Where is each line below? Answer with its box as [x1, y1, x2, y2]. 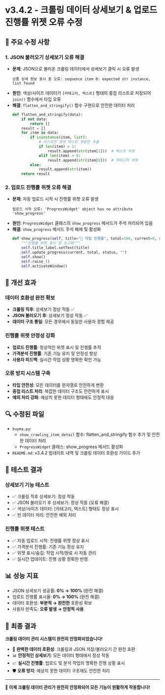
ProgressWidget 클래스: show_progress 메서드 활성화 [19, 444, 124, 450]
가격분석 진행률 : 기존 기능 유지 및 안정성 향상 [12, 350, 97, 356]
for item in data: [21, 131, 59, 135]
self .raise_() [21, 259, 50, 264]
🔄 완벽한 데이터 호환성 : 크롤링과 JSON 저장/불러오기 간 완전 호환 [12, 646, 136, 652]
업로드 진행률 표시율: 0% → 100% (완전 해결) [12, 594, 100, 600]
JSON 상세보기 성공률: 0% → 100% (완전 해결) [12, 588, 104, 594]
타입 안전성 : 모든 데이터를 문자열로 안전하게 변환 [12, 382, 104, 388]
